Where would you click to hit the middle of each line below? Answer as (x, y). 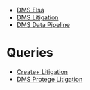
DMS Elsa (30, 10)
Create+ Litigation (42, 71)
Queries (30, 53)
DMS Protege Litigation (49, 79)
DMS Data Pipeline (43, 25)
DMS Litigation (37, 17)
